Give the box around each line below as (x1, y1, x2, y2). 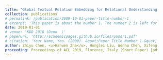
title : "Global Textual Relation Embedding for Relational (5, 7, 127, 12)
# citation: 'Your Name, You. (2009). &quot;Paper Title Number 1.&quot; (5, 39, 158, 44)
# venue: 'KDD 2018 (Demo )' (5, 30, 66, 34)
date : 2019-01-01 (5, 25, 40, 30)
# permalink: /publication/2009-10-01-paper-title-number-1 (5, 16, 130, 21)
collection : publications (5, 12, 57, 16)
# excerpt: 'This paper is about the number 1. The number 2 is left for (5, 20, 158, 26)
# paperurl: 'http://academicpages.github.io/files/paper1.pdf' (5, 34, 138, 39)
